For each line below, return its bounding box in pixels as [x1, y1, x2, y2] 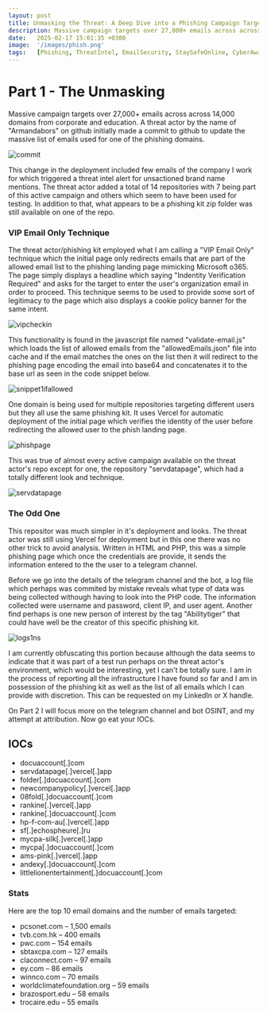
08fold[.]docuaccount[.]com [19, 792, 114, 802]
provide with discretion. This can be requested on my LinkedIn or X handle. [8, 690, 254, 700]
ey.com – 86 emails [19, 963, 83, 973]
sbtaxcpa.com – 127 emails [19, 946, 109, 956]
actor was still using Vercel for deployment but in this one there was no [8, 534, 241, 544]
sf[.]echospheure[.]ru [19, 825, 91, 835]
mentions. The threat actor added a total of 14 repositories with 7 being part [8, 182, 257, 191]
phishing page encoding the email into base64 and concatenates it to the [8, 361, 248, 370]
